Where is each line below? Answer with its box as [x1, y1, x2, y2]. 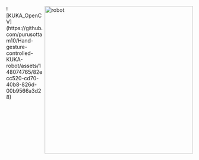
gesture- [6, 44, 28, 50]
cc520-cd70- [6, 75, 39, 81]
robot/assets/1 [6, 62, 41, 69]
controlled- [6, 50, 34, 57]
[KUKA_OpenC [6, 12, 42, 19]
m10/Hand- [6, 37, 34, 44]
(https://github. [6, 25, 43, 31]
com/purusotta [6, 31, 43, 38]
